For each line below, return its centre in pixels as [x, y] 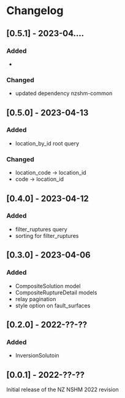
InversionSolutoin [37, 356]
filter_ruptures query [41, 229]
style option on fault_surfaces [53, 305]
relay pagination [36, 299]
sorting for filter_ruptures [47, 235]
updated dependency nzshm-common [64, 93]
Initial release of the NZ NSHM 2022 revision [63, 389]
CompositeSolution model [48, 286]
